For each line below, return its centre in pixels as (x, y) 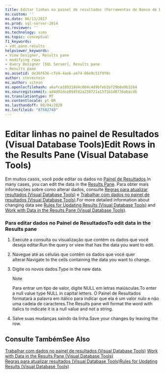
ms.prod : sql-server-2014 (31, 23)
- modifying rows (23, 60)
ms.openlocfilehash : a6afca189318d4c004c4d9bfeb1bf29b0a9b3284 (71, 87)
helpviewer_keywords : (27, 50)
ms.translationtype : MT (29, 96)
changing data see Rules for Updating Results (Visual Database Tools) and (80, 205)
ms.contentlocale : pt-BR (30, 101)
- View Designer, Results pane (37, 55)
